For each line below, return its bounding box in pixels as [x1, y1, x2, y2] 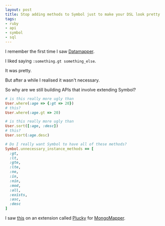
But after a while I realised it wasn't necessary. [5, 77, 100, 83]
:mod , [9, 183, 21, 188]
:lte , [9, 165, 21, 170]
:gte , [9, 160, 21, 165]
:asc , [9, 197, 21, 202]
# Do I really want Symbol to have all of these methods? [5, 141, 127, 146]
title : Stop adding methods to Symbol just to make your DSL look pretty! [5, 12, 163, 17]
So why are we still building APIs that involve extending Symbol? [5, 87, 136, 92]
